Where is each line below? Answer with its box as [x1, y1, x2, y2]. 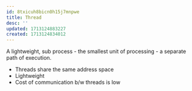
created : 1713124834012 [6, 31, 66, 37]
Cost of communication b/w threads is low [14, 79, 121, 86]
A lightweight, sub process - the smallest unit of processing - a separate [6, 48, 187, 55]
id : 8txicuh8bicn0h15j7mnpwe [6, 8, 80, 15]
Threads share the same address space [14, 66, 114, 73]
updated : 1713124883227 [6, 25, 66, 32]
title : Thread [6, 14, 42, 20]
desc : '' [6, 20, 28, 26]
